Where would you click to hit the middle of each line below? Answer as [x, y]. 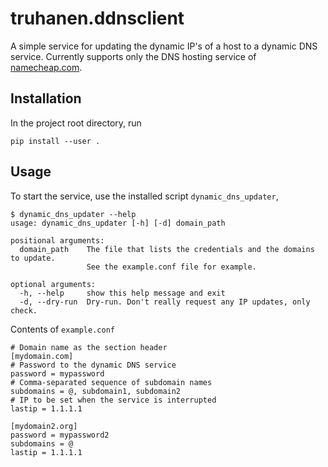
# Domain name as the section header [89, 347]
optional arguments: [53, 284]
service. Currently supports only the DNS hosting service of [133, 56]
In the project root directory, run [76, 123]
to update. [33, 258]
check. [24, 310]
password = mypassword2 [60, 435]
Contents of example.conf [62, 329]
